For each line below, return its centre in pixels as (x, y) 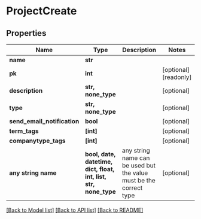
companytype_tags (37, 141)
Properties (26, 33)
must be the (138, 180)
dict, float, (100, 169)
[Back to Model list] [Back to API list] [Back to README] (75, 210)
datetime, (98, 162)
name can (136, 158)
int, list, (95, 177)
